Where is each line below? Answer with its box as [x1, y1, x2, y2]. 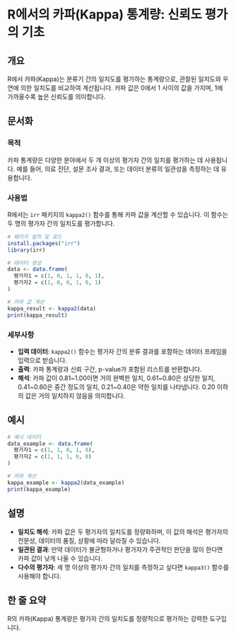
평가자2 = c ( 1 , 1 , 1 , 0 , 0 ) [13, 453, 92, 461]
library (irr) [7, 246, 46, 254]
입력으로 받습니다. [17, 356, 67, 364]
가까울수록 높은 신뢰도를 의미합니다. [7, 93, 106, 101]
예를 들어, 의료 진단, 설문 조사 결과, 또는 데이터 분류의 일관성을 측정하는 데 [16, 164, 220, 173]
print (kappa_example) [7, 486, 71, 493]
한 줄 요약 [7, 594, 47, 606]
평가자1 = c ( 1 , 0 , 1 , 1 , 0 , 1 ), [13, 272, 105, 280]
